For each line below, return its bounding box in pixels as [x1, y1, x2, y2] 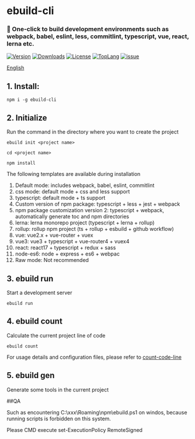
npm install [6, 160, 36, 166]
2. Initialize [6, 113, 47, 122]
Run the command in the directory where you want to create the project [6, 128, 179, 135]
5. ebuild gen [6, 370, 55, 380]
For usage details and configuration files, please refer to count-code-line [6, 353, 182, 360]
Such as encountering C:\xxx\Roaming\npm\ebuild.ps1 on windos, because [6, 409, 187, 416]
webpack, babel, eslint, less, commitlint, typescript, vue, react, [6, 32, 189, 40]
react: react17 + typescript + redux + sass [15, 244, 116, 251]
